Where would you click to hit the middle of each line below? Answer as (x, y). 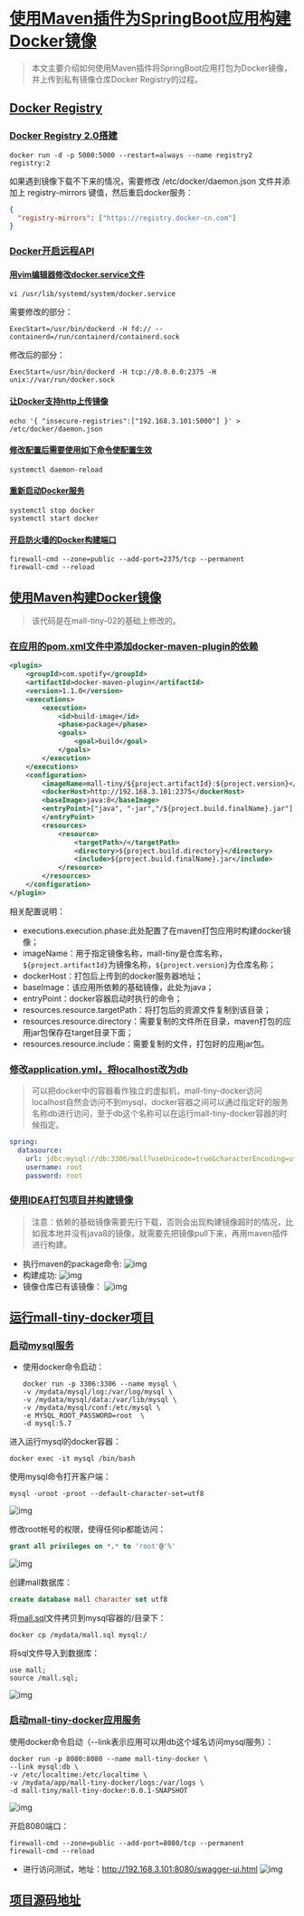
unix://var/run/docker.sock (62, 380)
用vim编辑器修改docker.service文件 (77, 274)
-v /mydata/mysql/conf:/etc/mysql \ (91, 1408)
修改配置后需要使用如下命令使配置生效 (81, 450)
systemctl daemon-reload (56, 470)
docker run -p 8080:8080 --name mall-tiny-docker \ (109, 1759)
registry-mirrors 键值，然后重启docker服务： (110, 192)
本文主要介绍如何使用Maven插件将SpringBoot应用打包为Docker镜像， (161, 68)
